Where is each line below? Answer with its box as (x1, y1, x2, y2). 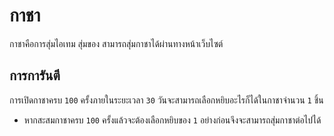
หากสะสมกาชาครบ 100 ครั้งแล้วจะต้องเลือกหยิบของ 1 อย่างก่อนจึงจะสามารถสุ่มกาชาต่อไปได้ (23, 114, 322, 126)
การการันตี (9, 67, 61, 84)
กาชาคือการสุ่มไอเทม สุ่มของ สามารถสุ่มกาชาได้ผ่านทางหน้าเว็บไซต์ (9, 37, 224, 49)
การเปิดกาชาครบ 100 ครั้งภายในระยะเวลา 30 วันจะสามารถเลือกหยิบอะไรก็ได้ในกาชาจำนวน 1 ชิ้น (9, 94, 324, 106)
